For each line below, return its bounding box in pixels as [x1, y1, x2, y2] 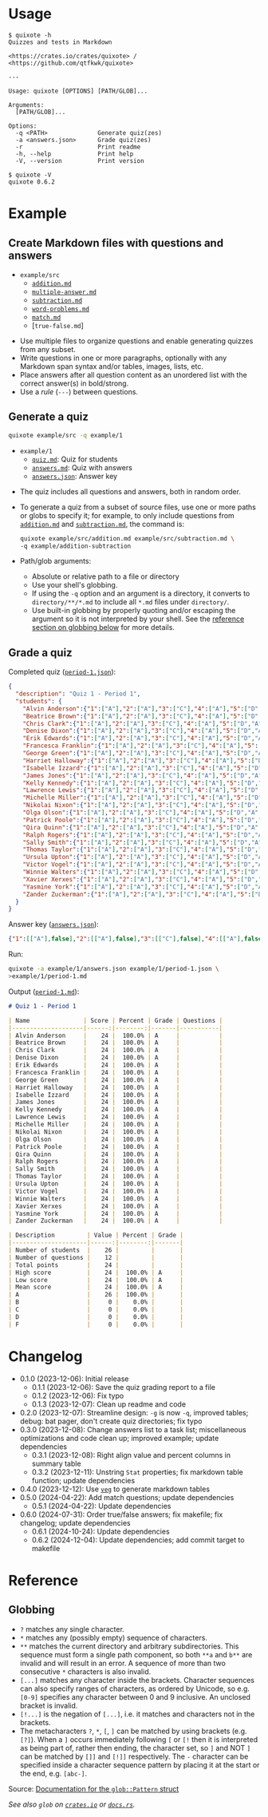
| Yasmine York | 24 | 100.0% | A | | [8, 1209, 223, 1217]
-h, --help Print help [15, 149, 134, 158]
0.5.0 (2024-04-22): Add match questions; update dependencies [19, 1492, 235, 1502]
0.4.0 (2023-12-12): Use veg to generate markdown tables [19, 1484, 210, 1494]
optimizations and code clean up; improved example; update [19, 1433, 219, 1443]
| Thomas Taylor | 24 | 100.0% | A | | [8, 1173, 223, 1181]
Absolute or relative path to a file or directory [31, 572, 179, 581]
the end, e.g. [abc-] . [19, 1768, 88, 1778]
